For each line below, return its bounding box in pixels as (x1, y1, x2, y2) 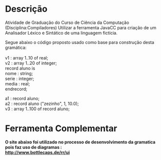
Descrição (5, 3, 48, 15)
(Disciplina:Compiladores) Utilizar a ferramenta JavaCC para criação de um (5, 24, 157, 30)
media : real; (5, 80, 30, 86)
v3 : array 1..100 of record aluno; (5, 106, 70, 112)
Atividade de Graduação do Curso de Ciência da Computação (5, 20, 129, 25)
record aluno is (5, 65, 36, 71)
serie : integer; (5, 76, 34, 81)
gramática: (5, 44, 27, 50)
